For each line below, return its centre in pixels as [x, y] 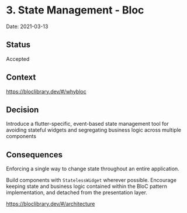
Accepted [18, 59]
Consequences [34, 155]
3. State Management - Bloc [75, 10]
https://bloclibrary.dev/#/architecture [51, 204]
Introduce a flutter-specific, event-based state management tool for [87, 124]
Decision [22, 110]
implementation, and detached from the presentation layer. [77, 193]
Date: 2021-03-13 [27, 26]
